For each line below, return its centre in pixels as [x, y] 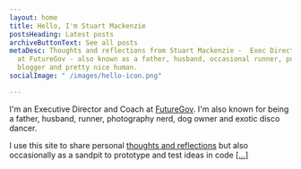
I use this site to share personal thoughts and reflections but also [129, 145]
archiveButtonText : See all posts [74, 42]
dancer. [23, 128]
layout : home [34, 17]
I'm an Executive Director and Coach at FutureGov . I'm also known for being [149, 109]
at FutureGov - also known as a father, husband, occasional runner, [150, 59]
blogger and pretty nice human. [78, 68]
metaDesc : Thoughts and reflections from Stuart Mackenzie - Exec [138, 51]
